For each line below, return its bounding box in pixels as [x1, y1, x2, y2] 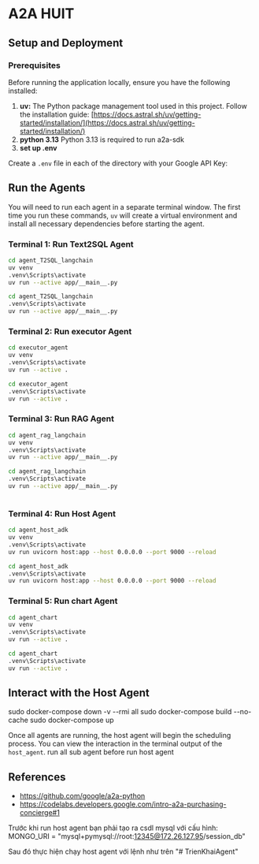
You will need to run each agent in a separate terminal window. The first [8, 202, 241, 211]
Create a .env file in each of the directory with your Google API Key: [8, 158, 228, 168]
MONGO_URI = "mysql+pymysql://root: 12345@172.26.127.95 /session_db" [8, 832, 246, 841]
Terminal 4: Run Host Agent [8, 508, 117, 519]
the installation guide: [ [19, 110, 94, 119]
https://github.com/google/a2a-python [19, 791, 146, 801]
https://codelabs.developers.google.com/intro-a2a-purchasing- [19, 799, 227, 809]
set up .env [19, 143, 57, 152]
